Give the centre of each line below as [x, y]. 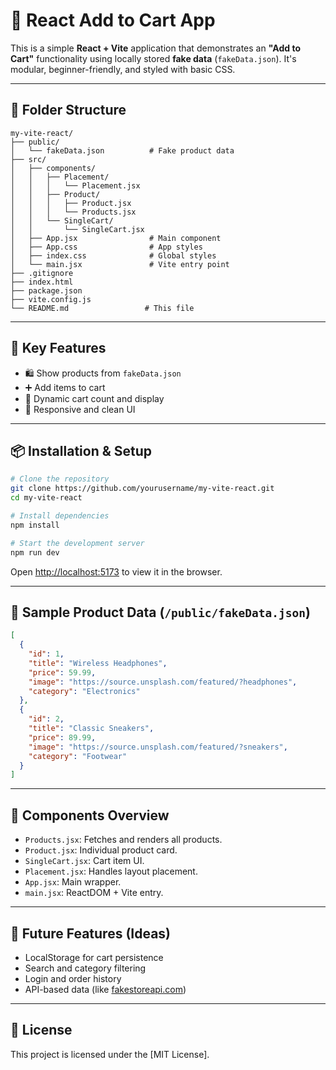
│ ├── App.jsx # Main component [116, 238]
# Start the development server [77, 543]
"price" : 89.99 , [62, 737]
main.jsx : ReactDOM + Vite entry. [94, 893]
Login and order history [73, 978]
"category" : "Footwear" [78, 756]
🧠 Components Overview [90, 815]
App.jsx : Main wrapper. [73, 882]
